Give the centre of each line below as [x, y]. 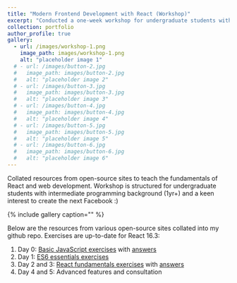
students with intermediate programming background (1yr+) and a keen [111, 193]
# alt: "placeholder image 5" [61, 138]
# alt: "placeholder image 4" [61, 119]
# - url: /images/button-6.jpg [60, 145]
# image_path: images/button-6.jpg [69, 152]
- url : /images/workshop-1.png [60, 47]
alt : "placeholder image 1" [61, 60]
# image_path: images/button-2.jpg [69, 73]
